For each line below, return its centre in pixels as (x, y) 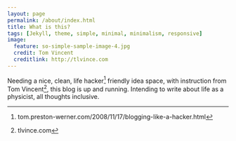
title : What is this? (39, 27)
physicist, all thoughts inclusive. (53, 97)
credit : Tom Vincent (44, 53)
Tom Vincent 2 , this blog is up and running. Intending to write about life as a (116, 88)
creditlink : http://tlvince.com (61, 60)
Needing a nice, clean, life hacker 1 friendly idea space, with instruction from (117, 80)
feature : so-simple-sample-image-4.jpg (72, 46)
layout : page (26, 14)
